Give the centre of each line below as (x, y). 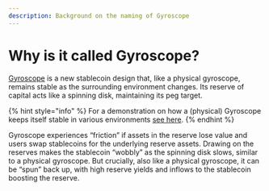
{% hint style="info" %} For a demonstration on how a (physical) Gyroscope (135, 110)
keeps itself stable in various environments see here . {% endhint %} (122, 119)
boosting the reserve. (44, 177)
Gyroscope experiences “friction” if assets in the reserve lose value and (128, 135)
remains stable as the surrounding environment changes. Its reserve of (126, 86)
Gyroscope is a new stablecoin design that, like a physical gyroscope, (124, 78)
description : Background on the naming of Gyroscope (99, 16)
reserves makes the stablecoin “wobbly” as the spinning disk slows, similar (133, 152)
